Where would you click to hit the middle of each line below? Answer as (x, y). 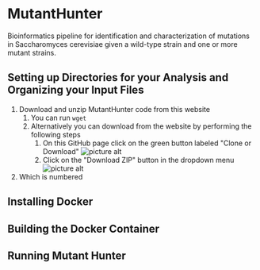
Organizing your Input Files (76, 90)
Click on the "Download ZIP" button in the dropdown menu (138, 160)
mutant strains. (32, 52)
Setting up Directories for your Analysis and (118, 77)
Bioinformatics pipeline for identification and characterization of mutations (129, 36)
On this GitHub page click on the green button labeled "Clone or (147, 143)
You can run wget (59, 118)
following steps (55, 134)
